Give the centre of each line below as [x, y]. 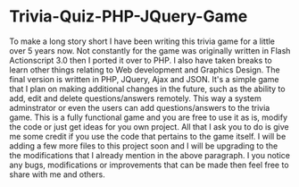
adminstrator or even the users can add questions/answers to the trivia [140, 107]
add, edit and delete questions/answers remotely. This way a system [135, 98]
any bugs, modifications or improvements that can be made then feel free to [149, 165]
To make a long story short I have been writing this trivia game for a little [142, 41]
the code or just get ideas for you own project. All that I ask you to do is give [149, 126]
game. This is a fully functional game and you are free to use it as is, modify [149, 117]
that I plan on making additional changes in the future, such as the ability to [147, 89]
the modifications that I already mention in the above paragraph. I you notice [149, 155]
